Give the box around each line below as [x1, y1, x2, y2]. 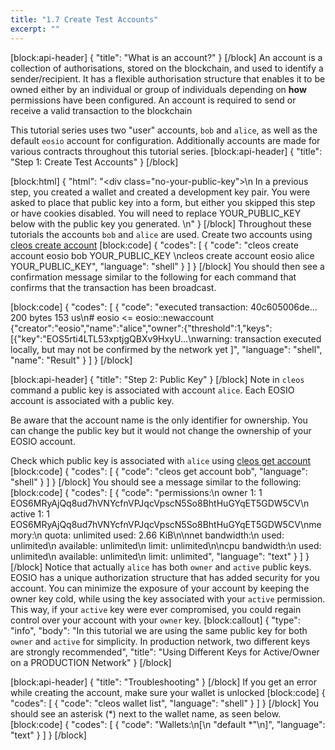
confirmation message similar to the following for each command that [10, 271, 297, 283]
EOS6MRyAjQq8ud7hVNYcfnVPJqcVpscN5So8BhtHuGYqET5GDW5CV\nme [10, 518, 322, 530]
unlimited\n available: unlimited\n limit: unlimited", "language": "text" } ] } [10, 550, 310, 562]
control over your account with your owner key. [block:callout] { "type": [10, 614, 301, 626]
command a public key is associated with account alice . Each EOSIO [10, 384, 295, 396]
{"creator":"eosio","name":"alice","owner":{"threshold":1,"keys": [10, 322, 273, 334]
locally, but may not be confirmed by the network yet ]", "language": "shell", [10, 343, 323, 355]
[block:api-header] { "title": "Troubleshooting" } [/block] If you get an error [10, 676, 318, 688]
